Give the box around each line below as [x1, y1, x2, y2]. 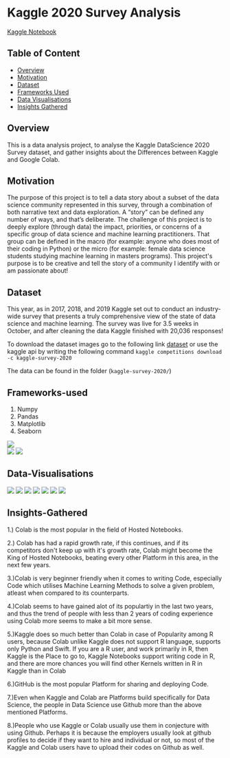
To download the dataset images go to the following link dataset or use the [7, 340, 218, 348]
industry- [194, 305, 221, 313]
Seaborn [16, 427, 42, 435]
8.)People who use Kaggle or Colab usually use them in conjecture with [7, 721, 209, 729]
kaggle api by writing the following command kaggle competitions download [7, 348, 222, 356]
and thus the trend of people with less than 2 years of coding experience [7, 609, 214, 618]
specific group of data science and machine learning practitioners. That [7, 230, 210, 238]
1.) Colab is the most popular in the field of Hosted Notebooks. [7, 525, 183, 534]
